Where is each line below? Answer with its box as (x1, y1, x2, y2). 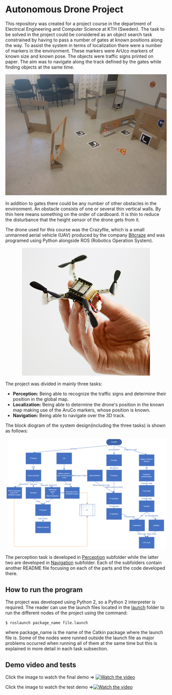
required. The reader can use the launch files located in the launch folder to (5, 604, 165, 611)
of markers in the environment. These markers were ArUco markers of (5, 48, 154, 54)
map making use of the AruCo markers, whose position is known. (12, 407, 150, 413)
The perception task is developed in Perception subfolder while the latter (5, 554, 159, 560)
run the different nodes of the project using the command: (5, 610, 128, 616)
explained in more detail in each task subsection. (5, 646, 109, 652)
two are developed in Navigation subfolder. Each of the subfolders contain (5, 559, 162, 566)
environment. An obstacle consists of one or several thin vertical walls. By (5, 206, 161, 212)
